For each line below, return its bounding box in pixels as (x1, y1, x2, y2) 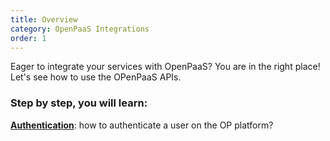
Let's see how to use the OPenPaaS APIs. (10, 71, 182, 83)
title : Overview (10, 14, 78, 25)
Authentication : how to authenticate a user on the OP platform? (10, 119, 274, 131)
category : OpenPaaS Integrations (10, 24, 150, 34)
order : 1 (10, 33, 47, 43)
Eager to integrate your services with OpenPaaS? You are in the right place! (10, 61, 321, 73)
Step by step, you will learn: (10, 96, 148, 110)
